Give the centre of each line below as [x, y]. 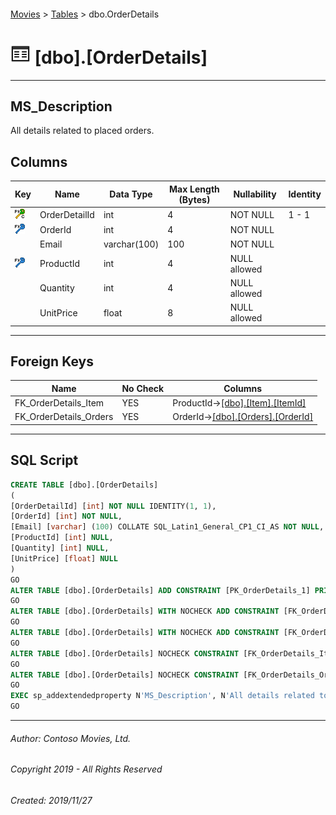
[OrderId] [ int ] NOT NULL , [66, 516]
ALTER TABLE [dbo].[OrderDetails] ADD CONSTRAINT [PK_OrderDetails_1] [160, 590]
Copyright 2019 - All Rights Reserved [86, 769]
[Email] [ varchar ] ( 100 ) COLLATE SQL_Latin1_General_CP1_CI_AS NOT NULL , [167, 527]
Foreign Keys [52, 361]
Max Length [194, 189]
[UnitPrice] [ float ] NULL [64, 558]
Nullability [255, 194]
